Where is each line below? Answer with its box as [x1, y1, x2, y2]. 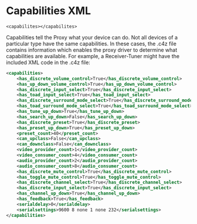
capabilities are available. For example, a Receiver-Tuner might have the [6, 52, 180, 59]
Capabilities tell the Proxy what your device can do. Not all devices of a [6, 34, 178, 41]
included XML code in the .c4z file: [6, 59, 91, 66]
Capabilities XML [6, 4, 91, 18]
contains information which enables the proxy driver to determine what [6, 46, 178, 54]
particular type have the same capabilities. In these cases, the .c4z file [6, 40, 177, 47]
